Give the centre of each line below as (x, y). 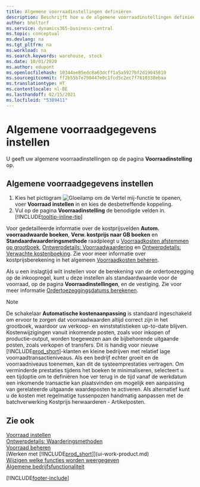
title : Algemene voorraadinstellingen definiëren (69, 12)
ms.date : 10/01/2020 (32, 61)
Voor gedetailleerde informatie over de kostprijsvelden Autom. (83, 228)
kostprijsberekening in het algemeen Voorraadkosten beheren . (83, 260)
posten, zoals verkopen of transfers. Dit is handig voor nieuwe (82, 345)
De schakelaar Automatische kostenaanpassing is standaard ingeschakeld (99, 313)
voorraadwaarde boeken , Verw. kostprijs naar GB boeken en (82, 235)
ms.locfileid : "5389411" (37, 100)
